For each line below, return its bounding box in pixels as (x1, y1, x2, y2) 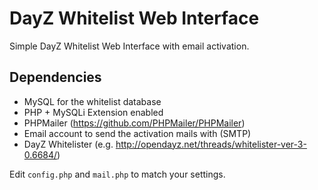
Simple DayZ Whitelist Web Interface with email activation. (9, 40, 250, 52)
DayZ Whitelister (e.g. (23, 138, 114, 150)
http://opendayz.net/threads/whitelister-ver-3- (115, 138, 307, 150)
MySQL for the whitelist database (23, 95, 162, 107)
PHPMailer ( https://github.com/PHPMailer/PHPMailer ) (23, 117, 246, 129)
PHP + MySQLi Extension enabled (23, 106, 164, 118)
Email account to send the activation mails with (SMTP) (23, 127, 252, 139)
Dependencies (9, 69, 102, 86)
